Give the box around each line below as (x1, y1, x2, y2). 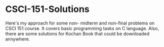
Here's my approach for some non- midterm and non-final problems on (5, 20, 155, 26)
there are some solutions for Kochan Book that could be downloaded (5, 30, 150, 36)
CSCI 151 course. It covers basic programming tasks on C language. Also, (5, 25, 159, 31)
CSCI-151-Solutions (5, 3, 90, 15)
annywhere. (5, 36, 31, 42)
